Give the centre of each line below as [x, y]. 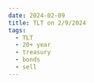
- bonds [28, 60]
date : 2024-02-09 [37, 15]
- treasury [33, 52]
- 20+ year [33, 45]
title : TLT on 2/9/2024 [47, 23]
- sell [26, 67]
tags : [17, 30]
